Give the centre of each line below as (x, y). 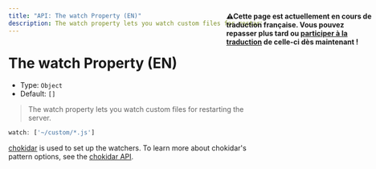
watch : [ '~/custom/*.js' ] (51, 133)
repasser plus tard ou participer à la (287, 33)
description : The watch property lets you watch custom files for (122, 23)
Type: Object (41, 85)
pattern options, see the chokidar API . (71, 157)
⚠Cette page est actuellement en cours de (299, 16)
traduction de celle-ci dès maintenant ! (292, 42)
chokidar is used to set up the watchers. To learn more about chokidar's (127, 148)
